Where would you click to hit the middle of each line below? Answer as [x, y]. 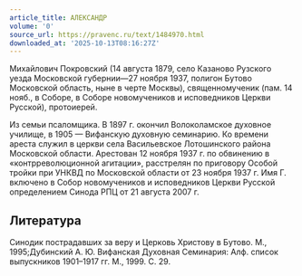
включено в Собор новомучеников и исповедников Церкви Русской [142, 183]
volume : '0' [32, 26]
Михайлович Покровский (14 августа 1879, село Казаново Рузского [141, 69]
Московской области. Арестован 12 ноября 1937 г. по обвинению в [140, 154]
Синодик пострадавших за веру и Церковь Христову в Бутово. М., [138, 243]
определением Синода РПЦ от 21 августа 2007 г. [104, 192]
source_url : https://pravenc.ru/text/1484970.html [107, 34]
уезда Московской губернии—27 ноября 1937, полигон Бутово [131, 79]
